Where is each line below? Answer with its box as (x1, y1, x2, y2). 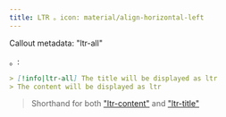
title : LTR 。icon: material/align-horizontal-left (9, 13, 205, 22)
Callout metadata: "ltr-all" (9, 38, 103, 48)
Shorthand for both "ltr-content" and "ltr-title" (30, 98, 199, 109)
